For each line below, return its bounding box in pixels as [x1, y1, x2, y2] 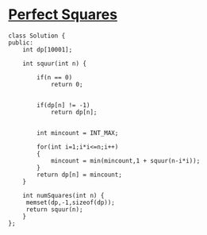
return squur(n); [25, 205, 83, 214]
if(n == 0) [36, 73, 73, 81]
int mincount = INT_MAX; [36, 129, 119, 137]
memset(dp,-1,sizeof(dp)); [25, 198, 115, 206]
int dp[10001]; [22, 45, 73, 53]
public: [8, 38, 34, 47]
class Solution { [8, 32, 66, 40]
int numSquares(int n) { [22, 191, 105, 199]
